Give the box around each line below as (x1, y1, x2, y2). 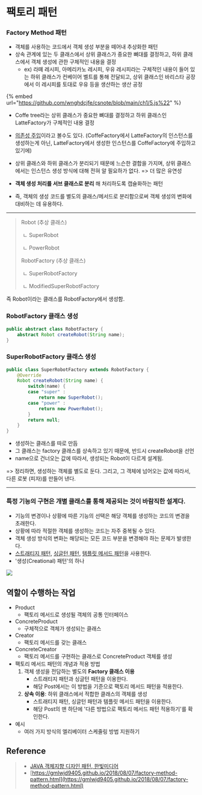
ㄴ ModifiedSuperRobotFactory (22, 283, 100, 290)
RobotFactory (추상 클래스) (20, 257, 86, 265)
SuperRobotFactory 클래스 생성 (6, 352, 96, 361)
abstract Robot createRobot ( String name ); (17, 331, 125, 337)
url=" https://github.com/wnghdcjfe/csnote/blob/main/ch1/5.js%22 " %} (6, 99, 182, 106)
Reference (6, 746, 46, 756)
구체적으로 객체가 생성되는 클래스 (23, 625, 102, 632)
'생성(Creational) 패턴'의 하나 (14, 557, 85, 564)
